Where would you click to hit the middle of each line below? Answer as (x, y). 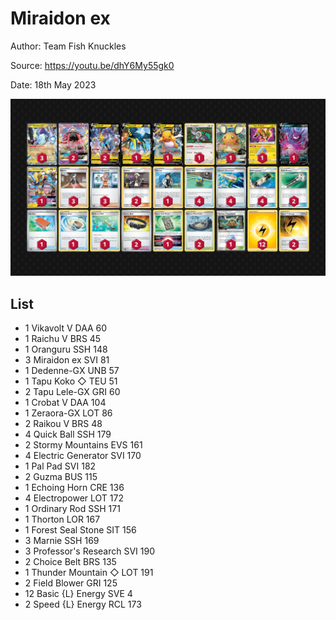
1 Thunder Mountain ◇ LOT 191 (89, 573)
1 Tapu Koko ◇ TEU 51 (71, 381)
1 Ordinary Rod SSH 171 (72, 509)
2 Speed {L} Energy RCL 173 (83, 604)
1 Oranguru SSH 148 (66, 349)
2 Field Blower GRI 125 (71, 583)
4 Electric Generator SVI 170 (83, 456)
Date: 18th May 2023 (53, 84)
